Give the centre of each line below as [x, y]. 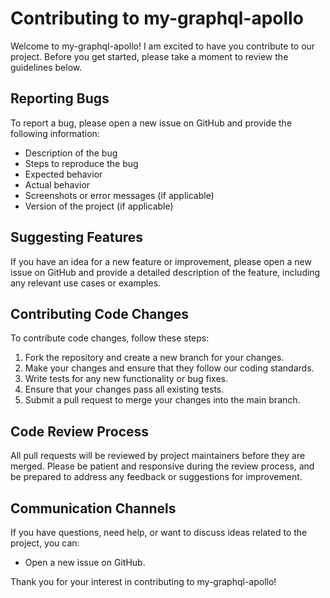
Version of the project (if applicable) [99, 206]
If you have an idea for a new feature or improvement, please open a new [161, 261]
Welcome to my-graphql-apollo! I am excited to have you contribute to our [163, 46]
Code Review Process [80, 431]
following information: [55, 133]
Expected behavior [63, 174]
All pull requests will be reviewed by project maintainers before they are [158, 456]
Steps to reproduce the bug [81, 163]
